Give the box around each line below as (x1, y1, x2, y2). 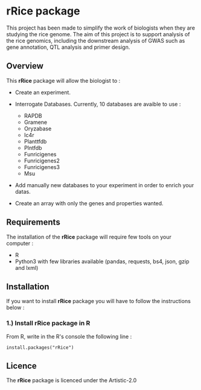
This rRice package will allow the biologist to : (6, 77, 121, 84)
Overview (6, 61, 44, 71)
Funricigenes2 (24, 157, 60, 164)
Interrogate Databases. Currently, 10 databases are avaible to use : (14, 100, 181, 107)
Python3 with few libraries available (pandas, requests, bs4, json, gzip (14, 258, 190, 265)
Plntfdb (24, 144, 42, 152)
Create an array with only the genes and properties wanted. (14, 199, 164, 206)
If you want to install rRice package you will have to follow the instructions (6, 298, 191, 305)
